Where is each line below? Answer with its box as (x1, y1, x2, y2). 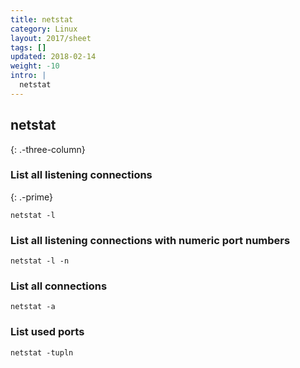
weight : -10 (10, 61, 60, 71)
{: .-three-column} (10, 143, 86, 155)
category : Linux (10, 24, 78, 34)
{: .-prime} (10, 191, 54, 203)
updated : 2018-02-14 (10, 52, 97, 62)
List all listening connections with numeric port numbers (10, 233, 291, 247)
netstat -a (10, 302, 56, 312)
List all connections (10, 279, 108, 293)
